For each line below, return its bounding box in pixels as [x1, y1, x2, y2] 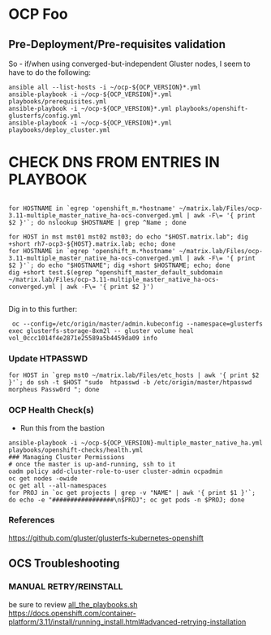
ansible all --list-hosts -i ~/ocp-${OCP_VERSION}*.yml [8, 83, 201, 91]
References [8, 515, 55, 526]
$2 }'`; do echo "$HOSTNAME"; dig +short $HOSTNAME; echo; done [8, 261, 230, 269]
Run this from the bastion [19, 423, 105, 432]
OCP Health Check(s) [8, 405, 95, 416]
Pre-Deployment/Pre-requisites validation [8, 37, 226, 51]
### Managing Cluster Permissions [8, 453, 126, 461]
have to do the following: [8, 68, 92, 77]
